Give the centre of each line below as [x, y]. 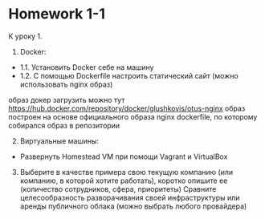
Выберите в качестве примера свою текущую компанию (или [126, 172]
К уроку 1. [25, 36]
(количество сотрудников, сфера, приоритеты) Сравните [118, 189]
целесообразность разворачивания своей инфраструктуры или [130, 197]
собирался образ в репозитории [64, 125]
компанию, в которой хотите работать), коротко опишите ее [124, 180]
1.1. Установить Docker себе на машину [87, 67]
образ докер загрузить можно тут [67, 99]
